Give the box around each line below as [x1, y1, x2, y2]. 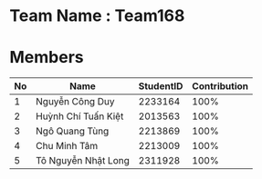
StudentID [138, 80, 183, 93]
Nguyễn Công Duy [36, 95, 115, 108]
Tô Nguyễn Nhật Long [36, 154, 131, 167]
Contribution [191, 80, 249, 93]
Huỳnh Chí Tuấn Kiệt [36, 110, 124, 123]
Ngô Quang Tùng [36, 124, 110, 137]
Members [9, 47, 84, 68]
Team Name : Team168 [9, 5, 185, 26]
